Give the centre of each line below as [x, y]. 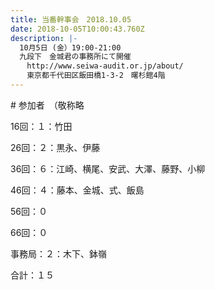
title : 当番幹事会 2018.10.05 [71, 19]
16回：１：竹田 [41, 126]
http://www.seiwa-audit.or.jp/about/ [105, 66]
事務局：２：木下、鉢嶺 [58, 253]
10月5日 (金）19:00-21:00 [70, 47]
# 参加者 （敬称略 [47, 105]
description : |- [44, 38]
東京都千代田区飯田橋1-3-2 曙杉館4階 [96, 76]
